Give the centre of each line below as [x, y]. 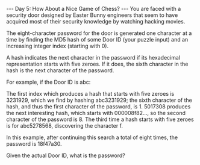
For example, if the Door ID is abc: [48, 82]
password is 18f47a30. [34, 144]
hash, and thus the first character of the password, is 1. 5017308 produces [98, 107]
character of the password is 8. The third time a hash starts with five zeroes [100, 119]
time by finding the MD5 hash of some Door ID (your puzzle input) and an [97, 39]
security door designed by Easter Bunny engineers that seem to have [92, 15]
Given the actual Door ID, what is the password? [66, 155]
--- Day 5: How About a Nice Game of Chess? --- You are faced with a [94, 9]
